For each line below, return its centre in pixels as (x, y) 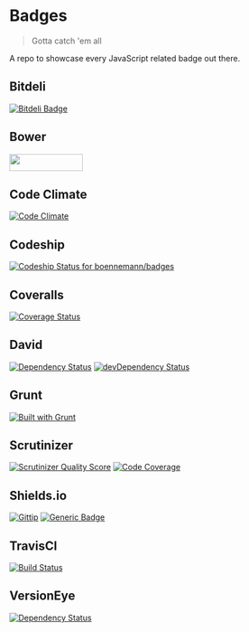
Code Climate (48, 194)
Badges (38, 16)
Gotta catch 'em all (66, 41)
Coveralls (37, 295)
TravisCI (33, 546)
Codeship (37, 245)
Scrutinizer (41, 445)
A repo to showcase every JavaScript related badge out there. (125, 58)
